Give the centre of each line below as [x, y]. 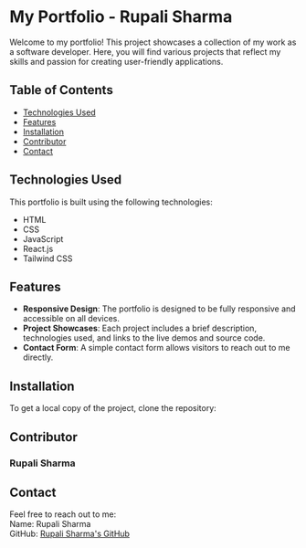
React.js [38, 248]
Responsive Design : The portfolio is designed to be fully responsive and [159, 309]
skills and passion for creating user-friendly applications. [116, 61]
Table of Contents [62, 90]
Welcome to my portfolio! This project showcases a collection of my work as [153, 42]
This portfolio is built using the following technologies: [111, 202]
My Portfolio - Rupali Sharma [121, 17]
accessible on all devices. [71, 319]
